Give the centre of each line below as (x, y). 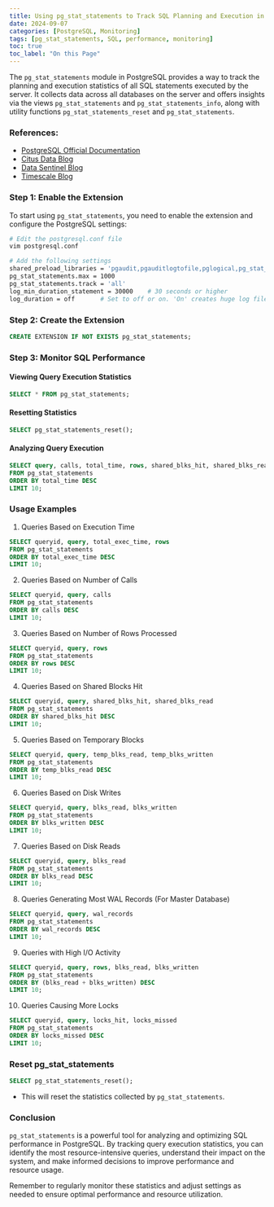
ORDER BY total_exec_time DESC (62, 557)
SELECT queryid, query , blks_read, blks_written (93, 808)
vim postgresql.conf (44, 246)
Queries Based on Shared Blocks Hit (82, 687)
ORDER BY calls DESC (44, 610)
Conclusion (33, 1117)
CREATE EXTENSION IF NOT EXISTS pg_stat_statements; (100, 336)
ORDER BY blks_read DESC (51, 876)
